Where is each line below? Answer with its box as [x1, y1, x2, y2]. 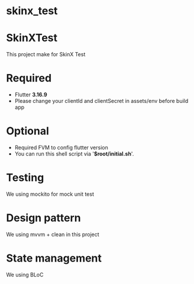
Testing [6, 171, 44, 185]
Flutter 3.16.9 [14, 91, 47, 98]
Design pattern [6, 211, 81, 225]
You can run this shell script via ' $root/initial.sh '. [14, 150, 134, 157]
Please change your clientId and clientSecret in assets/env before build [14, 98, 189, 105]
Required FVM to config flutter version [14, 144, 108, 151]
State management [6, 251, 102, 265]
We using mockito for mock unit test [6, 191, 95, 198]
